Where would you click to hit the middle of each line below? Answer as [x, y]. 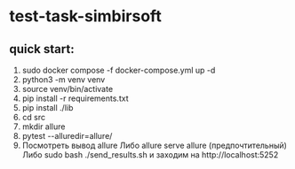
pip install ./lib [48, 108]
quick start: [42, 49]
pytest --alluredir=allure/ [67, 136]
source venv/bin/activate [68, 89]
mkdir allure [44, 127]
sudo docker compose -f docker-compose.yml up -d [119, 70]
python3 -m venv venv [64, 80]
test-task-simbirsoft [85, 16]
